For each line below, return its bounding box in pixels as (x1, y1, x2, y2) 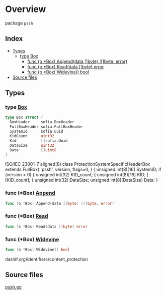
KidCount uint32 (9, 133, 55, 138)
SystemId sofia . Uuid (9, 129, 64, 134)
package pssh (5, 20, 33, 26)
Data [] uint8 (9, 147, 57, 153)
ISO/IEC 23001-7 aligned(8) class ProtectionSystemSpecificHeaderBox (5, 161, 150, 167)
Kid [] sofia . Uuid (9, 138, 68, 143)
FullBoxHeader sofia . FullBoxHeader (9, 124, 83, 129)
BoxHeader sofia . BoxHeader (9, 120, 75, 125)
